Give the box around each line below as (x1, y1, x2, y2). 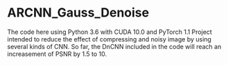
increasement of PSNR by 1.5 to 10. (7, 50, 107, 58)
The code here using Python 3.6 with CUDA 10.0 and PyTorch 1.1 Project (7, 28, 213, 36)
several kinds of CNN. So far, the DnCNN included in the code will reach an (7, 42, 222, 50)
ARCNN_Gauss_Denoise (7, 5, 150, 21)
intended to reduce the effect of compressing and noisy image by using (7, 35, 211, 43)
